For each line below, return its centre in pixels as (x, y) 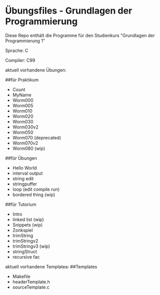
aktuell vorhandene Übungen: (36, 70)
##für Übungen (21, 158)
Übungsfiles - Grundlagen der (69, 11)
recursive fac (26, 257)
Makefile (21, 276)
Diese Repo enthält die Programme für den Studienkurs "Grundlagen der (80, 35)
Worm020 (23, 116)
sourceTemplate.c (31, 287)
